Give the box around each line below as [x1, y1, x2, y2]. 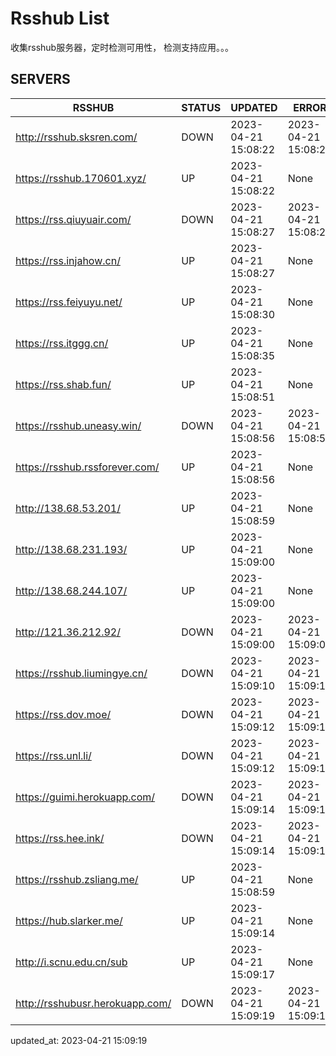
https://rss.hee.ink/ [15, 831, 105, 845]
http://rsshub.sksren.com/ [15, 130, 138, 144]
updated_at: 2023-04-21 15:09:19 [10, 1034, 148, 1046]
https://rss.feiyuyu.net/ [15, 295, 123, 309]
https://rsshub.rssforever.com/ [15, 460, 160, 474]
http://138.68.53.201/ [15, 501, 121, 515]
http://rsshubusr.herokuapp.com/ [15, 996, 172, 1010]
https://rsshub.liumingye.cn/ [15, 666, 148, 680]
